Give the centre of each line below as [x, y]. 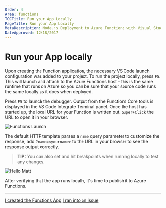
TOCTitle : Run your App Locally [38, 19]
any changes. [31, 162]
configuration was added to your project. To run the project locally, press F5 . [83, 76]
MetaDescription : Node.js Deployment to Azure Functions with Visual [78, 28]
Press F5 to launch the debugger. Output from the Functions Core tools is [79, 101]
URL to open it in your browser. [37, 117]
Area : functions [22, 14]
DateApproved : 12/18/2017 [32, 33]
